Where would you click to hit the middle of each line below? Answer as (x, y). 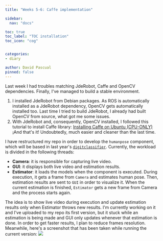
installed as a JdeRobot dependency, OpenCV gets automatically (78, 106)
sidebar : (14, 18)
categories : (17, 54)
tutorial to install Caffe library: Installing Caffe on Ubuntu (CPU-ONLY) (82, 127)
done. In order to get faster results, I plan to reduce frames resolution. (75, 223)
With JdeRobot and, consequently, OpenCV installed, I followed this (80, 121)
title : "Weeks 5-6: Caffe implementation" (49, 10)
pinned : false (20, 72)
